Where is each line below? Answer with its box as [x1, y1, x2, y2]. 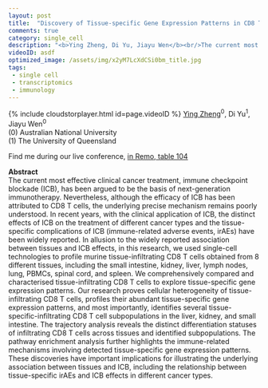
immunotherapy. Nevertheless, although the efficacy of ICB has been [8, 192, 235, 202]
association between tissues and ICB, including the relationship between [8, 362, 247, 371]
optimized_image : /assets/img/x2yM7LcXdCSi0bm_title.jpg [8, 57, 202, 65]
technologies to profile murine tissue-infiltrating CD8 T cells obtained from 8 [8, 251, 259, 261]
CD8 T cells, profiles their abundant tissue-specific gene [43, 294, 230, 303]
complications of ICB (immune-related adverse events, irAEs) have [36, 226, 255, 236]
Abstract [8, 167, 38, 176]
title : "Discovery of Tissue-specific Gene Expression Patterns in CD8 [8, 19, 255, 27]
